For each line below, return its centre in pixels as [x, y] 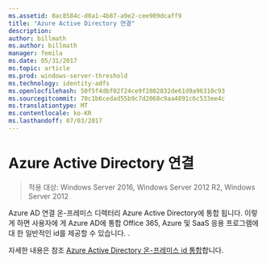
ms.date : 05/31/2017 [43, 61]
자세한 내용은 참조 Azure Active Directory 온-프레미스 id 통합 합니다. [116, 250]
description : [30, 31]
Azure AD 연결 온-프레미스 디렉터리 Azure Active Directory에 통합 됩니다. [126, 213]
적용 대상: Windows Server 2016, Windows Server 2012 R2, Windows [141, 187]
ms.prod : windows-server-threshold [68, 76]
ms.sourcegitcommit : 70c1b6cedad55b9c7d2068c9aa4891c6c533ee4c [117, 98]
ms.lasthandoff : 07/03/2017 [56, 121]
